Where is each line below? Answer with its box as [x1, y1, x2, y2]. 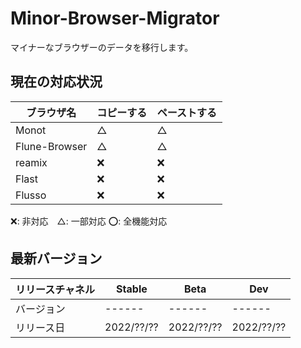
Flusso [15, 188, 47, 202]
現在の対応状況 [10, 73, 103, 91]
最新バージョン [10, 250, 103, 267]
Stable [116, 282, 148, 296]
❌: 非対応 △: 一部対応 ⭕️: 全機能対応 [10, 215, 168, 227]
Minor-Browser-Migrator [10, 7, 220, 30]
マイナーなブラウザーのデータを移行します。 [10, 41, 194, 53]
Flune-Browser [15, 139, 88, 153]
